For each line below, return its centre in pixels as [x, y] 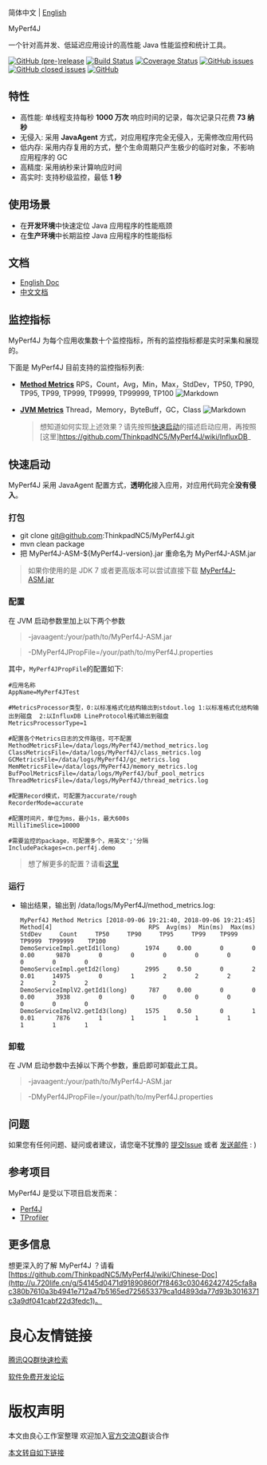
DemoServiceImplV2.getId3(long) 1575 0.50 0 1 [138, 1011]
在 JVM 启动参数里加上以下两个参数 [67, 620]
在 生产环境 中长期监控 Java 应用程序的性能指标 [96, 236]
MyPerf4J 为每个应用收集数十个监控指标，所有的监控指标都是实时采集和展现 [133, 341]
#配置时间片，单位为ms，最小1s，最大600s [69, 818]
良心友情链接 [51, 1336]
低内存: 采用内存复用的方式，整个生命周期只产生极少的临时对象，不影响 [137, 147]
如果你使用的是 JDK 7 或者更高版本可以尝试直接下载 [113, 571]
